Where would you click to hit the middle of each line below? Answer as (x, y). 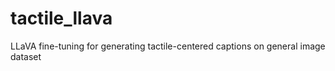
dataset (26, 56)
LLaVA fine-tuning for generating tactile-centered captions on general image (168, 46)
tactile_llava (61, 18)
